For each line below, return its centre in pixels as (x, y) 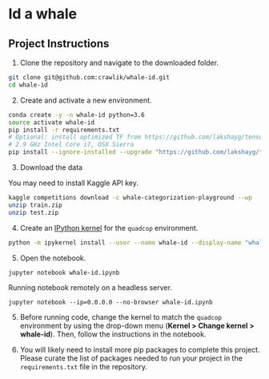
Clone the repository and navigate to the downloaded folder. (119, 62)
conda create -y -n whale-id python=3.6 (77, 115)
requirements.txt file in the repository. (84, 366)
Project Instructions (59, 44)
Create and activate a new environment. (86, 100)
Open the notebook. (53, 258)
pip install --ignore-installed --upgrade (80, 152)
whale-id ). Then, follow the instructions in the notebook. (113, 334)
